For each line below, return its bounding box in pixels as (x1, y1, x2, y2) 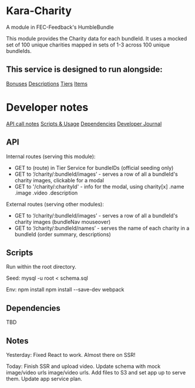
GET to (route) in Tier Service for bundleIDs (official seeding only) (14, 164, 174, 171)
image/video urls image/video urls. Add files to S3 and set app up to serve (6, 369, 186, 376)
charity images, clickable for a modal (14, 176, 105, 183)
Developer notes (6, 101, 89, 114)
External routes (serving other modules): (6, 200, 104, 208)
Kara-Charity (6, 4, 72, 18)
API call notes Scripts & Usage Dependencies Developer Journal (6, 120, 162, 127)
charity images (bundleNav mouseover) (14, 218, 111, 225)
